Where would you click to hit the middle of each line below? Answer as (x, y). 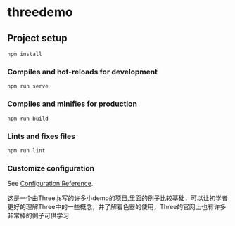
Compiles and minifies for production (72, 104)
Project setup (38, 38)
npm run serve (28, 86)
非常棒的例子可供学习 (38, 215)
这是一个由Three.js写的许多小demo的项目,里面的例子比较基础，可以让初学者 (118, 198)
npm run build (28, 119)
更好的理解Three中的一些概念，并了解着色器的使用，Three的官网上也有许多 (117, 207)
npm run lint (26, 151)
